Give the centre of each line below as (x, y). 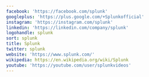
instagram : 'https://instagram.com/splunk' (60, 22)
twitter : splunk (26, 49)
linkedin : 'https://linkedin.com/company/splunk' (68, 27)
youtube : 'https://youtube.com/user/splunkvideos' (69, 65)
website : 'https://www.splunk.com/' (50, 54)
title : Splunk (23, 44)
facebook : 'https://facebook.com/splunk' (57, 11)
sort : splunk (22, 38)
